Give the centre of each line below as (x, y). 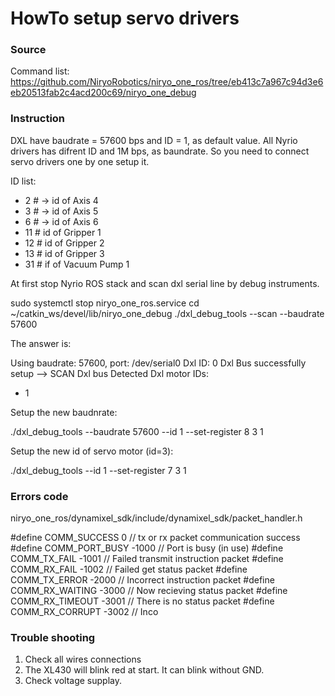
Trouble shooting (53, 637)
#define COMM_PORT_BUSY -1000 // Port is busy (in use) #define (147, 548)
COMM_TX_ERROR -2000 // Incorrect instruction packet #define (142, 580)
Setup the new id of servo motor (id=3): (92, 451)
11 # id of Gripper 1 (63, 232)
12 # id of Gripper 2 (64, 243)
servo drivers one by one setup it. (80, 161)
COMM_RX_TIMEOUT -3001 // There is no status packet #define (142, 601)
